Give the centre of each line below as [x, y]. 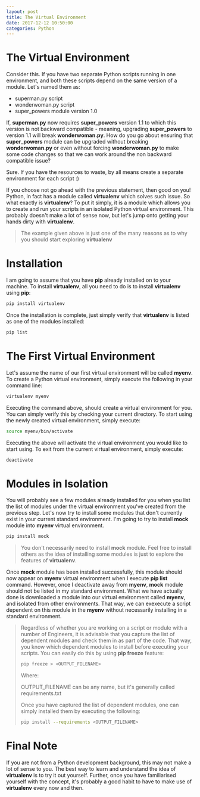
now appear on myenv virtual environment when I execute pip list [87, 578]
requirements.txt [41, 693]
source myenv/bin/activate [40, 431]
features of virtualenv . [49, 561]
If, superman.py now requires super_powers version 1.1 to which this [91, 123]
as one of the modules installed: [45, 321]
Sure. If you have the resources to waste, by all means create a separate [95, 172]
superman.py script [39, 98]
